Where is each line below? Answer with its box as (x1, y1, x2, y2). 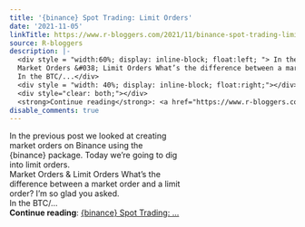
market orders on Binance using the (9, 140, 143, 151)
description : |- (9, 47, 71, 56)
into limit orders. (9, 159, 71, 170)
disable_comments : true (9, 106, 100, 115)
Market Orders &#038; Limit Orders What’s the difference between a (17, 64, 282, 73)
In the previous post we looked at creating (9, 130, 167, 141)
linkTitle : (9, 30, 51, 39)
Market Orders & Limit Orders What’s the (9, 169, 162, 180)
